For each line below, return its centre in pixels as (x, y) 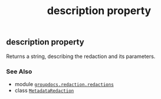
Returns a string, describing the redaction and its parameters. (81, 56)
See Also (19, 71)
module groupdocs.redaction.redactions (64, 84)
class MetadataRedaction (44, 90)
